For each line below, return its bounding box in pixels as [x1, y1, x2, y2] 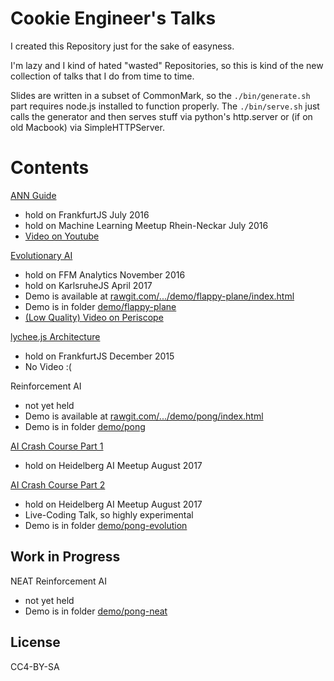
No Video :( [24, 360, 72, 372]
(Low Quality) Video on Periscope [24, 311, 164, 323]
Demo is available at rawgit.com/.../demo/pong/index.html [24, 410, 264, 422]
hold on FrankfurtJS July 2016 [24, 208, 150, 221]
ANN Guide [10, 189, 57, 201]
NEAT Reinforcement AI [10, 575, 108, 587]
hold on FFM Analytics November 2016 [24, 268, 186, 281]
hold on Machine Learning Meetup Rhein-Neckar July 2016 [24, 219, 269, 231]
